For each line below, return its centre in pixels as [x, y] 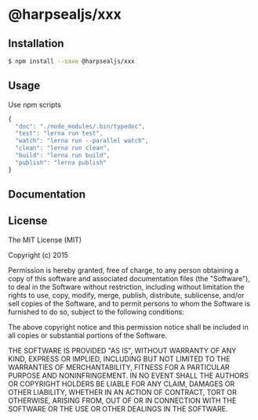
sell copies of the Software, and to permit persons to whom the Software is [129, 303]
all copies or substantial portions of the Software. [87, 335]
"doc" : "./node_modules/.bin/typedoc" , [80, 126]
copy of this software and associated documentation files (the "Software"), [129, 278]
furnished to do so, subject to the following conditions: [96, 312]
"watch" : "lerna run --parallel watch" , [82, 141]
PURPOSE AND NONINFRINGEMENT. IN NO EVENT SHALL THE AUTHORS [129, 375]
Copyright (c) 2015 [38, 255]
